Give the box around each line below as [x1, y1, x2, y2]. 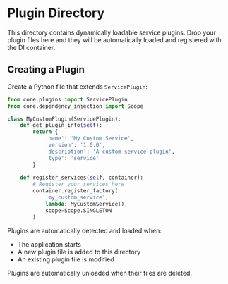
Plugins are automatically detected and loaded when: [7, 226, 162, 235]
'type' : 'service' [44, 154, 100, 161]
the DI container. [7, 43, 56, 51]
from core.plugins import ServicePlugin [7, 96, 128, 103]
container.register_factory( [32, 187, 119, 195]
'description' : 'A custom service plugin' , [44, 148, 175, 155]
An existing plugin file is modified [17, 255, 114, 264]
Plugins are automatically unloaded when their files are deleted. [7, 268, 193, 277]
